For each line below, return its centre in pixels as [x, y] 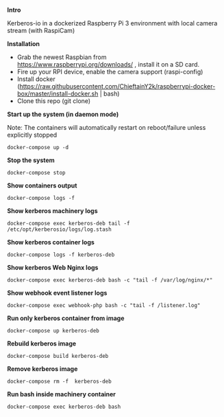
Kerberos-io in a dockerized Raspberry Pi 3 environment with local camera [112, 23]
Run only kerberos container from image [66, 318]
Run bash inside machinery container [62, 394]
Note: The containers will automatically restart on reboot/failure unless [107, 127]
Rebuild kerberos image [42, 343]
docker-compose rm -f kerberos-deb [59, 381]
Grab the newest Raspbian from [62, 57]
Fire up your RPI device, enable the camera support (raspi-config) [110, 72]
